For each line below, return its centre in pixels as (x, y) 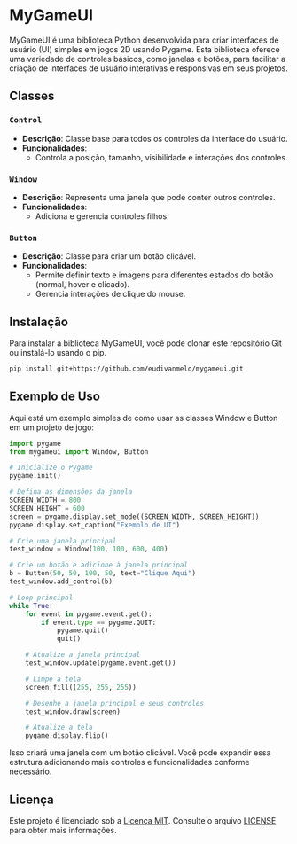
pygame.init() (35, 476)
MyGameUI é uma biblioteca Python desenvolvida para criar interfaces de (144, 40)
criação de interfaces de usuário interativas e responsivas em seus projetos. (148, 68)
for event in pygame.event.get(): (89, 614)
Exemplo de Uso (55, 397)
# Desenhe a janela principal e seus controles (114, 703)
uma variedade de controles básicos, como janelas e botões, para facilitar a (148, 59)
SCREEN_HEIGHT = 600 (47, 508)
